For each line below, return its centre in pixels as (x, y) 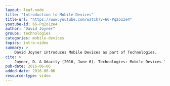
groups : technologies (28, 33)
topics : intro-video (27, 43)
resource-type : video (28, 76)
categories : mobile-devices (35, 38)
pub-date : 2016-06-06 (28, 66)
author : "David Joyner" (30, 29)
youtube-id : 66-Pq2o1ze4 (31, 24)
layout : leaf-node (25, 10)
